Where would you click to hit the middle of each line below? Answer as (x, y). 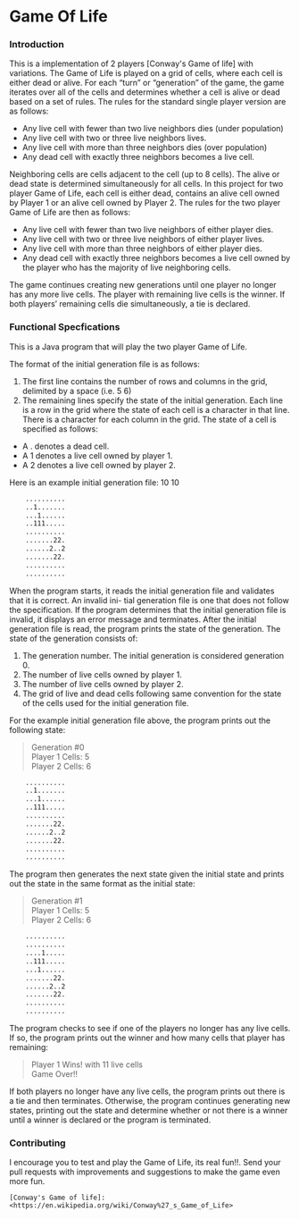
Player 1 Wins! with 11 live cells (87, 1064)
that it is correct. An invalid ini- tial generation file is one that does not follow (149, 600)
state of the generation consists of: (74, 638)
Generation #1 (57, 901)
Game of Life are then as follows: (70, 213)
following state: (37, 729)
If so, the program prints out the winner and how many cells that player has (147, 1038)
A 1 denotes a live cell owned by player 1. (97, 455)
